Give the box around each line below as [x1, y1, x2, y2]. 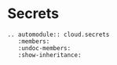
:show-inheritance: [17, 51, 82, 59]
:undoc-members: [17, 44, 71, 52]
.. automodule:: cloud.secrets [7, 31, 110, 38]
